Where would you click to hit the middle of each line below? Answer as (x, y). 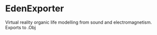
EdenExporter (35, 9)
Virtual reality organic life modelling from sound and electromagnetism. (78, 22)
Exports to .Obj (21, 27)
